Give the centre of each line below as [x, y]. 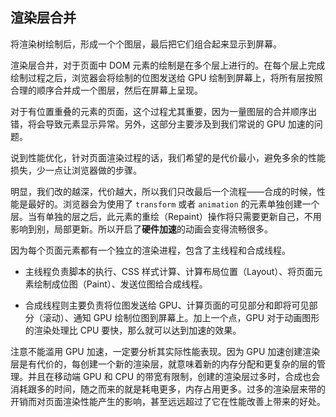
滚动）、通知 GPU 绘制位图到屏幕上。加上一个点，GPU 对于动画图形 [181, 317]
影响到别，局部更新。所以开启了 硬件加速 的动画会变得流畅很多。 [141, 229]
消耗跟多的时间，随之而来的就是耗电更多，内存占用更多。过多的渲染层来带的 [168, 389]
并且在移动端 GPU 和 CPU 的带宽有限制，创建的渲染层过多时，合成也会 [174, 376]
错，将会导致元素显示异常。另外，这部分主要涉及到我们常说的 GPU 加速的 [162, 124]
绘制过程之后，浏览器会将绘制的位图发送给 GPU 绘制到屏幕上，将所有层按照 [166, 77]
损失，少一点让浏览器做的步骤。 [76, 170]
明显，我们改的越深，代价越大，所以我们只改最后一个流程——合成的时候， [163, 191]
